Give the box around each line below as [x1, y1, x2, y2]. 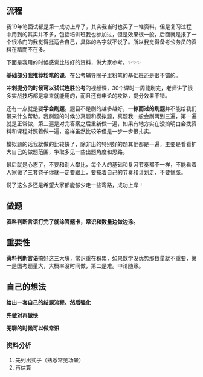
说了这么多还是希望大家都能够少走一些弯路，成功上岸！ [6, 181, 144, 189]
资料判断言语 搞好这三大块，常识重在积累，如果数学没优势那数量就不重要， [6, 255, 192, 262]
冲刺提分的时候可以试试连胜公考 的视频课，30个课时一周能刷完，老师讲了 [6, 84, 188, 92]
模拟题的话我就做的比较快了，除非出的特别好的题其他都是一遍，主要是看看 [6, 140, 192, 147]
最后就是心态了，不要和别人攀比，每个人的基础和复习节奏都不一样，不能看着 [6, 161, 197, 168]
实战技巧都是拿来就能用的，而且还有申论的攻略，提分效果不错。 [11, 92, 170, 99]
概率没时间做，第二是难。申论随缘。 [53, 262, 144, 270]
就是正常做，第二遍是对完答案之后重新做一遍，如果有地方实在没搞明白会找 [6, 120, 192, 127]
